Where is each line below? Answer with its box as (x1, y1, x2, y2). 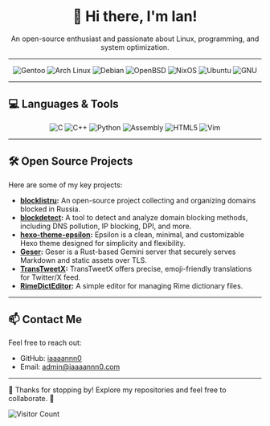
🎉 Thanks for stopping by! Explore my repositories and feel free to (8, 385, 227, 395)
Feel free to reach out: (8, 338, 82, 348)
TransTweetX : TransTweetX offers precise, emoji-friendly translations (19, 264, 252, 273)
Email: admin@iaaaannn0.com (19, 362, 121, 372)
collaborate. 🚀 (8, 394, 55, 403)
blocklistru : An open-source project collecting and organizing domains (19, 195, 256, 205)
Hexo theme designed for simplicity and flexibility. (19, 238, 186, 248)
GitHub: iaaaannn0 (19, 354, 82, 363)
